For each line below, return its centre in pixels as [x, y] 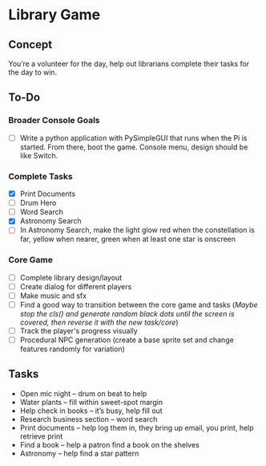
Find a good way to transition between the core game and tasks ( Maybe [139, 305]
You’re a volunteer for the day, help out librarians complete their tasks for [129, 63]
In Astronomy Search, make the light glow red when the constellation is [137, 230]
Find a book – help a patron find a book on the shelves [110, 444]
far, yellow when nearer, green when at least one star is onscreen [128, 239]
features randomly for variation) [73, 349]
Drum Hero [38, 203]
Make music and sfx [53, 296]
